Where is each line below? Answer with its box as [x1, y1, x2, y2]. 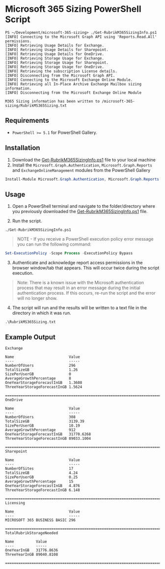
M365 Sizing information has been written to [5, 99, 100, 104]
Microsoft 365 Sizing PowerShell [5, 3, 141, 15]
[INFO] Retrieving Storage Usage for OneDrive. [5, 64, 105, 69]
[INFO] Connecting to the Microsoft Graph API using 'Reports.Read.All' [5, 34, 157, 39]
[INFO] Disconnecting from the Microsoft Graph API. [5, 73, 115, 78]
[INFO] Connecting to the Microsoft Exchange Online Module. [5, 77, 133, 82]
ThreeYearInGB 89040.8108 [5, 552, 58, 557]
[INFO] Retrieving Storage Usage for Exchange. [5, 55, 105, 61]
